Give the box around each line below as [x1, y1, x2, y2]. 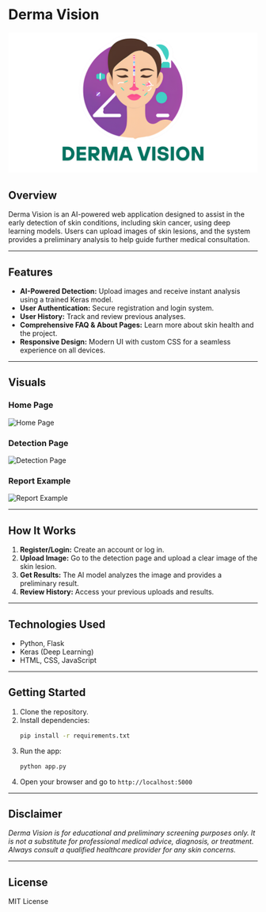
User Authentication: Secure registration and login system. [19, 303, 215, 313]
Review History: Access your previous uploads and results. [19, 587, 215, 597]
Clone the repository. [19, 706, 89, 716]
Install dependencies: [19, 715, 90, 725]
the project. [19, 329, 58, 338]
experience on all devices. [19, 345, 105, 355]
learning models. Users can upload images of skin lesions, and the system [8, 226, 251, 236]
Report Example [8, 475, 71, 486]
